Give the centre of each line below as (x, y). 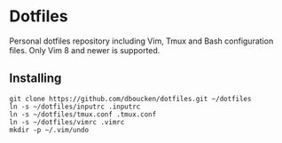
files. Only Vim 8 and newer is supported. (85, 50)
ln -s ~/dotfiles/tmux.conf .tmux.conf (83, 114)
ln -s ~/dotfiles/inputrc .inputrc (75, 107)
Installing (35, 79)
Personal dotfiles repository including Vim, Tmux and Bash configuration (141, 41)
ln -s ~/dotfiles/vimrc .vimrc (67, 122)
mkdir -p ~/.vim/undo (49, 130)
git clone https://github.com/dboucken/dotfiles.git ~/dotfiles (130, 99)
